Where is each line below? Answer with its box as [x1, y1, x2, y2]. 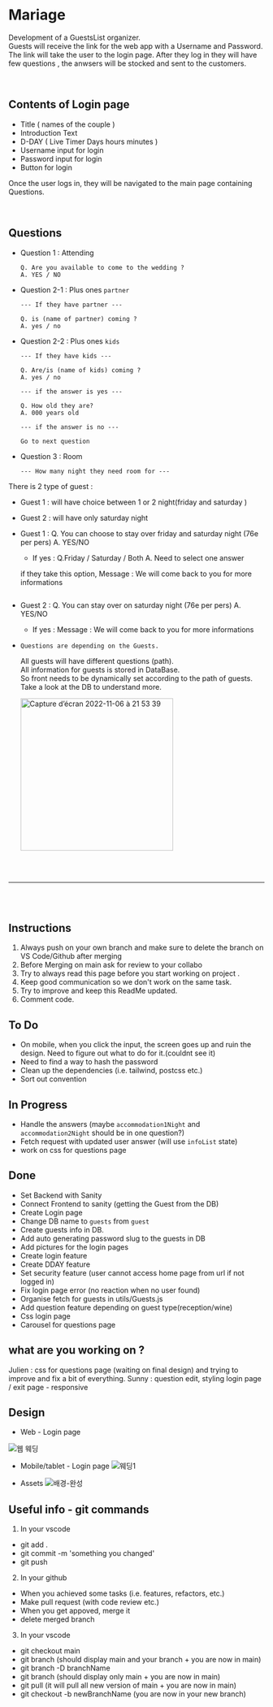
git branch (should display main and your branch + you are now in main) [19, 1655, 262, 1665]
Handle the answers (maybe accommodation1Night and [19, 1120, 201, 1129]
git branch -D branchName [19, 1663, 111, 1673]
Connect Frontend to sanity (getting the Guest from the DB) [19, 1198, 219, 1208]
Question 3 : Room [19, 451, 83, 461]
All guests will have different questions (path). [19, 656, 175, 665]
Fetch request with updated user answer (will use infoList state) [19, 1137, 238, 1146]
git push [19, 1558, 48, 1567]
